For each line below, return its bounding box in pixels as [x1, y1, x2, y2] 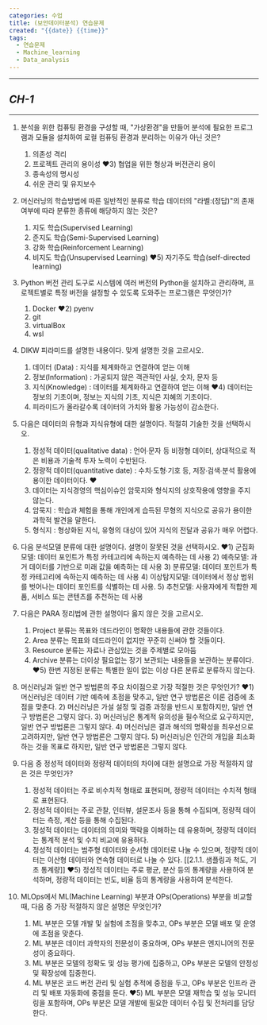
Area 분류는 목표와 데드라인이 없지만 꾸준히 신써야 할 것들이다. [32, 635, 225, 644]
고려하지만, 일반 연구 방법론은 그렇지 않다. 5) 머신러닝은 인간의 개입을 [20, 732, 235, 741]
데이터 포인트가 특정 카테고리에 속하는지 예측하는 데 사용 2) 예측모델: [37, 551, 250, 561]
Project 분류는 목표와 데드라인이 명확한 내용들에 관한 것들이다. [32, 625, 225, 635]
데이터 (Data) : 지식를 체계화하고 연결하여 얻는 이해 [32, 362, 190, 372]
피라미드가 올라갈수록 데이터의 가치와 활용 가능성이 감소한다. [32, 402, 219, 412]
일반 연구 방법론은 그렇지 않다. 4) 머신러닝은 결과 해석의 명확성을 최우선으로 [20, 721, 254, 731]
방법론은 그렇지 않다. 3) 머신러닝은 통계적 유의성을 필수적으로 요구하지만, [29, 712, 254, 721]
